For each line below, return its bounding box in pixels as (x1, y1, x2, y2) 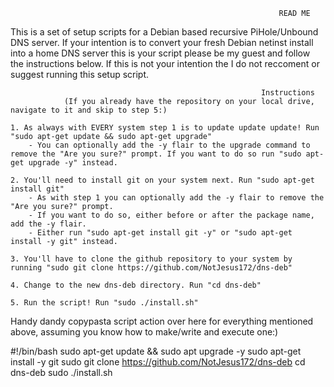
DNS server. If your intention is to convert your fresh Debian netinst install (10, 37, 314, 48)
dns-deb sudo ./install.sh (10, 367, 113, 378)
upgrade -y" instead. (28, 158, 118, 168)
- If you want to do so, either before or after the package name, (28, 210, 315, 220)
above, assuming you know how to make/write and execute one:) (10, 326, 279, 338)
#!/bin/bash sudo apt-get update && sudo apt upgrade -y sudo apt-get (10, 345, 302, 357)
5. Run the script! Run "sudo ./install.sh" (10, 298, 199, 308)
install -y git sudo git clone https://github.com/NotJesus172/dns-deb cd (10, 356, 306, 368)
